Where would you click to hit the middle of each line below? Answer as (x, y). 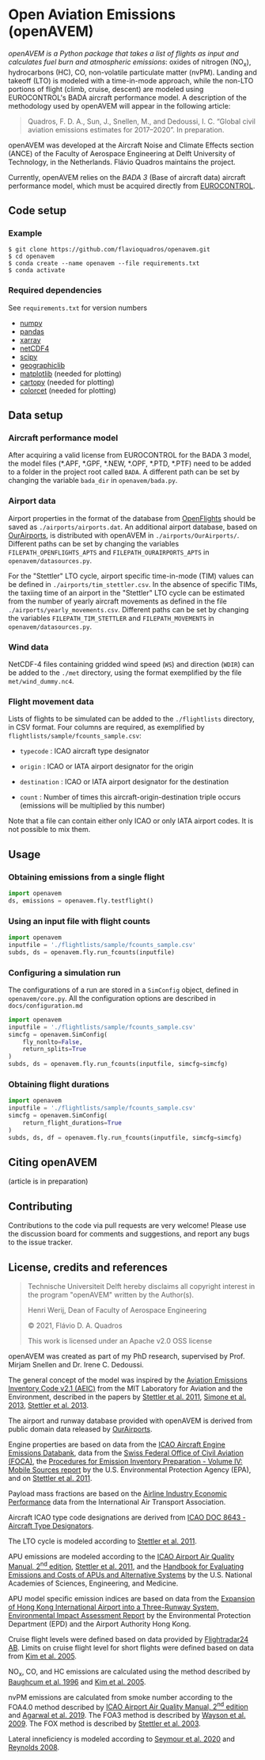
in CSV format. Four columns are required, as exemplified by (106, 727)
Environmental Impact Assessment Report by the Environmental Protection (130, 1615)
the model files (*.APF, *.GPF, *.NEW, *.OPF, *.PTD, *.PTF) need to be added (130, 464)
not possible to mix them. (49, 830)
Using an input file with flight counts (79, 921)
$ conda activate (37, 270)
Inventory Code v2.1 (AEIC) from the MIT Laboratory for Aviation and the (125, 1389)
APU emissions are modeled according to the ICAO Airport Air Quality (121, 1557)
